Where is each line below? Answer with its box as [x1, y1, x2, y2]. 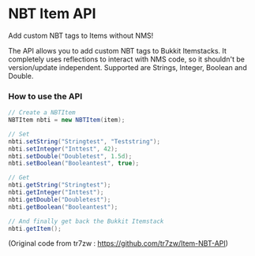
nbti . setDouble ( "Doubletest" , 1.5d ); [8, 152, 133, 160]
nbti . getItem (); [8, 224, 62, 232]
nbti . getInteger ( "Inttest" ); [8, 188, 104, 197]
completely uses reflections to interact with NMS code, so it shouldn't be [8, 54, 245, 64]
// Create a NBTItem [8, 109, 77, 117]
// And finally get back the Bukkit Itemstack [8, 217, 164, 225]
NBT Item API [8, 5, 96, 23]
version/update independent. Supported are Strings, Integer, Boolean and [8, 62, 247, 72]
